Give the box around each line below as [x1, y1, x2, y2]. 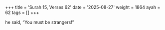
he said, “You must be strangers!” [5, 19, 74, 25]
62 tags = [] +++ [5, 9, 39, 15]
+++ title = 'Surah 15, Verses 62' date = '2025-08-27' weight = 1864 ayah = [5, 4, 161, 10]
